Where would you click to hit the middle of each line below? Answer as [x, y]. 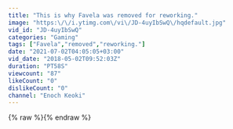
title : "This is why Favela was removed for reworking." [103, 15]
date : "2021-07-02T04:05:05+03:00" [66, 52]
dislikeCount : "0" [38, 88]
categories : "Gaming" [44, 37]
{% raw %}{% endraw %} [50, 117]
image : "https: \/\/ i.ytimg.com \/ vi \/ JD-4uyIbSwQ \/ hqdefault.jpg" [117, 23]
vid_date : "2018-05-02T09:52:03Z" [65, 59]
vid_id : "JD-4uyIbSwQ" [45, 30]
